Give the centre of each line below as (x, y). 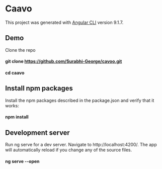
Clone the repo (20, 50)
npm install (17, 117)
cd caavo (15, 73)
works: (12, 105)
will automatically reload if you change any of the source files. (69, 150)
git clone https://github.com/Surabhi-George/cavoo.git (64, 61)
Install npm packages (39, 88)
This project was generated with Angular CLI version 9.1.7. (64, 22)
